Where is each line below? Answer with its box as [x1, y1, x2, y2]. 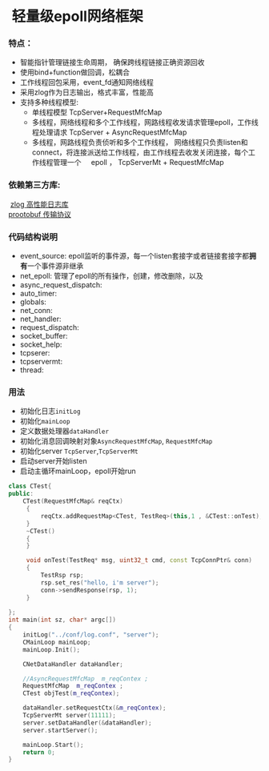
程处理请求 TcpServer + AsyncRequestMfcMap [31, 127, 187, 137]
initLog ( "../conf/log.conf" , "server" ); [22, 631, 159, 639]
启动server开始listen [19, 456, 87, 466]
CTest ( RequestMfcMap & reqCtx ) [22, 497, 124, 505]
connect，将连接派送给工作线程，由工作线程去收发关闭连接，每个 [31, 147, 249, 157]
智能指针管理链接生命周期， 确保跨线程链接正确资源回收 [19, 58, 205, 67]
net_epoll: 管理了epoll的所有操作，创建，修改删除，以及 [19, 271, 203, 281]
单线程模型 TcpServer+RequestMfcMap [31, 107, 163, 117]
